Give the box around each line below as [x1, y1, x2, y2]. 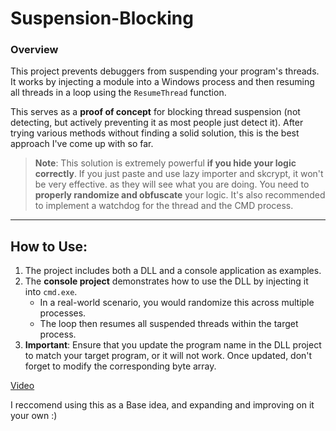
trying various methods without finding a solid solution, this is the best [10, 127, 300, 139]
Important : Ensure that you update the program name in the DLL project [24, 339, 322, 351]
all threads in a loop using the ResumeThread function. [10, 87, 227, 99]
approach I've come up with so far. [10, 138, 154, 150]
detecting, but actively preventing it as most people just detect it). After [10, 117, 304, 129]
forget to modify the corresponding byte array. [24, 360, 217, 372]
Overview [10, 43, 59, 57]
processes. [39, 307, 87, 319]
